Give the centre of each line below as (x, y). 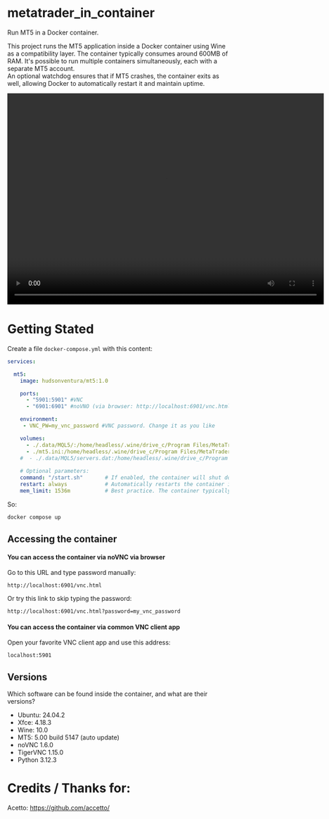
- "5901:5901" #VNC (54, 400)
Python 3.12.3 (37, 760)
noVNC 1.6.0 (36, 745)
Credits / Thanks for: (69, 788)
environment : (39, 419)
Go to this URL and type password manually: (72, 573)
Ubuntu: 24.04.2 (41, 715)
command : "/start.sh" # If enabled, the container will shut (121, 478)
